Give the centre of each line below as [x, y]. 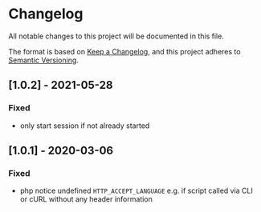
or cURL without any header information [86, 199]
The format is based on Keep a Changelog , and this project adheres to [124, 51]
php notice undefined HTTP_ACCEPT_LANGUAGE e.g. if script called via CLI [136, 191]
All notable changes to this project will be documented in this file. [116, 36]
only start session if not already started [85, 126]
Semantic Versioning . [43, 60]
